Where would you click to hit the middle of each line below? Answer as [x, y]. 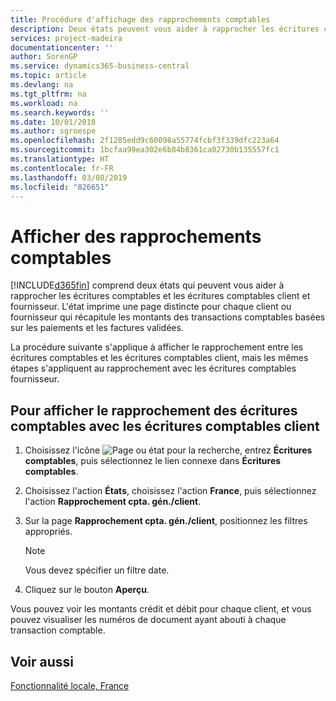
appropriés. [48, 532]
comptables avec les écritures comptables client [165, 426]
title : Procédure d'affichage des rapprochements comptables [140, 19]
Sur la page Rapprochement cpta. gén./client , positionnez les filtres [166, 521]
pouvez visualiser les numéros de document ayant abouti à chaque [148, 620]
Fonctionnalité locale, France [70, 685]
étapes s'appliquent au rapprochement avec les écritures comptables [153, 368]
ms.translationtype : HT [60, 159]
